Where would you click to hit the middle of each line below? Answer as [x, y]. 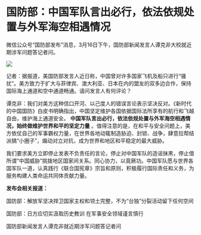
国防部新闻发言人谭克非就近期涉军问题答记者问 [64, 226]
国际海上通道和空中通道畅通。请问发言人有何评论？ [69, 90]
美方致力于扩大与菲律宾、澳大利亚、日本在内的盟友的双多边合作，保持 [105, 83]
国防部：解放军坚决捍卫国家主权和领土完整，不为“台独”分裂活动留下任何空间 [100, 200]
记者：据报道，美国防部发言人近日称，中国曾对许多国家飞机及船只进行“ [94, 76]
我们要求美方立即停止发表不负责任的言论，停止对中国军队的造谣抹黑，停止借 [100, 153]
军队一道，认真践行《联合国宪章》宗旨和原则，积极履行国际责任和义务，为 [103, 168]
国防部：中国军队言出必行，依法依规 [95, 12]
